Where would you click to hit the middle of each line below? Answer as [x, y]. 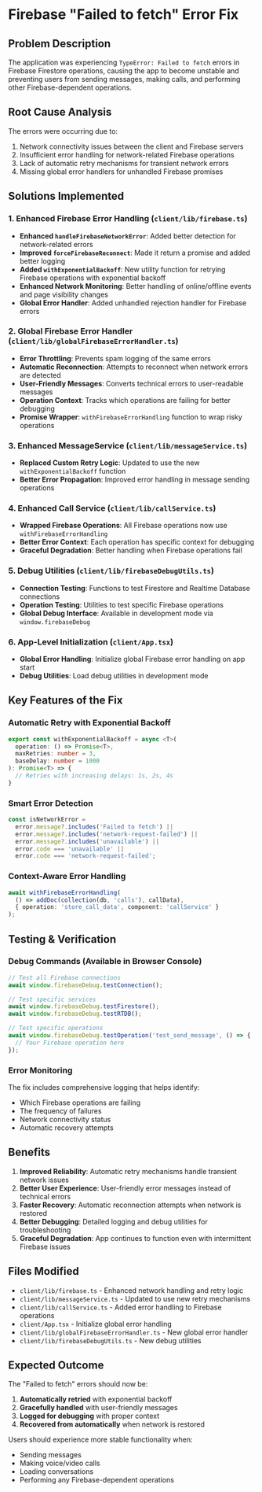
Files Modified [44, 1271]
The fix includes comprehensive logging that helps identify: [104, 1087]
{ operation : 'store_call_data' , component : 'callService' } [117, 907]
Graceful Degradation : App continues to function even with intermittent [135, 1238]
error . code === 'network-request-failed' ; [86, 856]
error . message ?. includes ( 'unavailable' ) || [87, 841]
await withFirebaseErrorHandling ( [65, 892]
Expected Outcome [56, 1366]
